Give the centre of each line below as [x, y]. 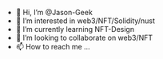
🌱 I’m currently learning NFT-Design [75, 29]
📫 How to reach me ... [53, 47]
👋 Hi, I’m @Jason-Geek [54, 12]
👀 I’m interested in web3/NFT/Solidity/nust [85, 21]
